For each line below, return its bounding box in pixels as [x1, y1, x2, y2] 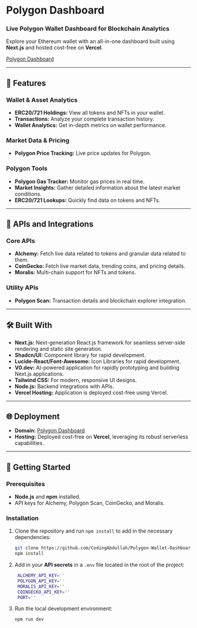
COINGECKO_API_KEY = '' [17, 589, 70, 595]
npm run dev [14, 616, 44, 623]
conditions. [14, 190, 42, 197]
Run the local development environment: [14, 605, 113, 612]
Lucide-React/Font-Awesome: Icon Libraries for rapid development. [14, 357, 181, 365]
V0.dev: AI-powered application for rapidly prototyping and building [14, 364, 180, 371]
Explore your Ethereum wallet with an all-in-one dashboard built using [6, 38, 175, 45]
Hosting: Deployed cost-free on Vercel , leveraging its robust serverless [14, 433, 189, 440]
